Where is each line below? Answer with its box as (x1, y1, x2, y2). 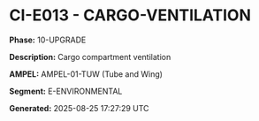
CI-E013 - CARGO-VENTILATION (9, 5, 252, 26)
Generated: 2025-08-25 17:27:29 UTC (9, 102, 149, 113)
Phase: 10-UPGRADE (9, 34, 87, 45)
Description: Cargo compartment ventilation (9, 51, 171, 62)
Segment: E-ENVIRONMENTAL (9, 86, 123, 96)
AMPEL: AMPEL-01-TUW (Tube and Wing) (9, 68, 164, 79)
